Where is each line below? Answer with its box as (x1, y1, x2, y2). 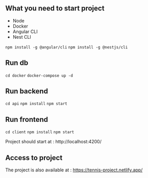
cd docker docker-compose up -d (5, 73, 73, 78)
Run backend (5, 87, 48, 96)
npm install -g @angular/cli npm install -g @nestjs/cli (5, 44, 128, 50)
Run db (5, 59, 29, 67)
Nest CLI (12, 34, 32, 40)
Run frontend (5, 115, 48, 124)
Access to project (5, 153, 63, 162)
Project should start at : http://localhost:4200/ (5, 139, 102, 145)
